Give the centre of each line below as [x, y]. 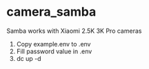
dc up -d [29, 58]
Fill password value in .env [54, 51]
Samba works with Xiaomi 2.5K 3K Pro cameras [74, 31]
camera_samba [51, 12]
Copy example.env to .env [53, 44]
